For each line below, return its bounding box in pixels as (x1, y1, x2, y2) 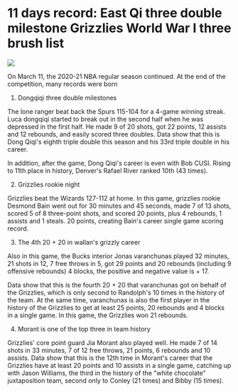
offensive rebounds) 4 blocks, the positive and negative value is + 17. (7, 267, 210, 275)
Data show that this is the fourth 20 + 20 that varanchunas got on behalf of (7, 280, 227, 289)
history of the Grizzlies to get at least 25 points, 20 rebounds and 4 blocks (7, 303, 225, 312)
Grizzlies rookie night (17, 180, 80, 189)
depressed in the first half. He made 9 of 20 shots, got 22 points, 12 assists (7, 122, 227, 131)
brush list (7, 36, 65, 51)
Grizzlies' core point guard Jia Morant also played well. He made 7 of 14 (7, 338, 218, 346)
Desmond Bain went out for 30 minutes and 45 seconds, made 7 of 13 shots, (7, 201, 232, 210)
